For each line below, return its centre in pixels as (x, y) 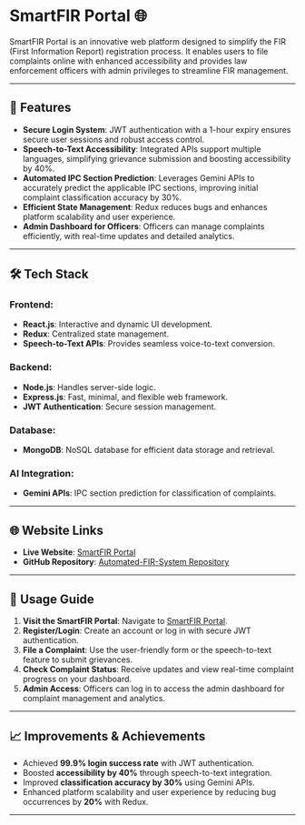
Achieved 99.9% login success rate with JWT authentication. (138, 763)
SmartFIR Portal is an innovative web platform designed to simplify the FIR (148, 41)
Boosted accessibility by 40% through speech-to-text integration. (147, 772)
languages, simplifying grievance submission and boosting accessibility (157, 158)
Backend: (31, 367)
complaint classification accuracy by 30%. (102, 197)
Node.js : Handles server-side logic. (89, 387)
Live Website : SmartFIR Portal (79, 552)
